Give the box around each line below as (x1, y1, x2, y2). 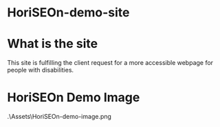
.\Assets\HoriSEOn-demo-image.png (7, 113, 112, 121)
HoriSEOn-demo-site (7, 5, 130, 20)
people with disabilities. (7, 66, 74, 74)
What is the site (7, 36, 98, 52)
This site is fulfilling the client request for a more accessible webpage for (7, 59, 214, 67)
